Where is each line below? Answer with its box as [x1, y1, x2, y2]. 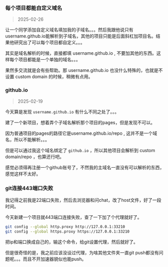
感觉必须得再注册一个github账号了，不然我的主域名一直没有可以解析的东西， [5, 164, 164, 170]
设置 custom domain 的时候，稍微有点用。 [5, 73, 93, 80]
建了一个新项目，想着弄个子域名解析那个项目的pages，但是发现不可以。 [5, 119, 155, 125]
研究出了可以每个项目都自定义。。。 [14, 40, 85, 46]
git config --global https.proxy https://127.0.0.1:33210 [5, 229, 130, 234]
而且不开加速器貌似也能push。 [22, 256, 87, 262]
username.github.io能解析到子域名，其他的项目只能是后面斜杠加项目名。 [5, 33, 156, 39]
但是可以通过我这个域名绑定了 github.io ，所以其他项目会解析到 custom [5, 147, 155, 153]
